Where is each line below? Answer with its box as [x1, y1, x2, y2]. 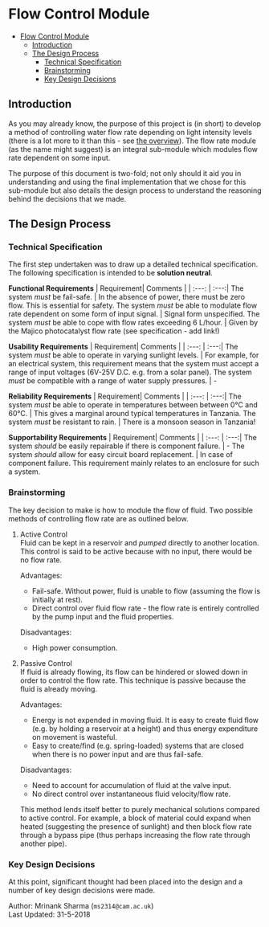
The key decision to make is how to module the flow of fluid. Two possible [8, 505, 253, 515]
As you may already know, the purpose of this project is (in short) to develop [8, 118, 262, 129]
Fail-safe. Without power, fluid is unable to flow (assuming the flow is [31, 586, 261, 595]
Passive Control [19, 658, 72, 668]
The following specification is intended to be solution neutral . [8, 268, 213, 278]
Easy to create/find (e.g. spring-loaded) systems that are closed [31, 741, 244, 750]
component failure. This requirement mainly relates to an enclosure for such [8, 459, 259, 468]
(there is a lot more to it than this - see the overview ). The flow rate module [8, 136, 257, 145]
